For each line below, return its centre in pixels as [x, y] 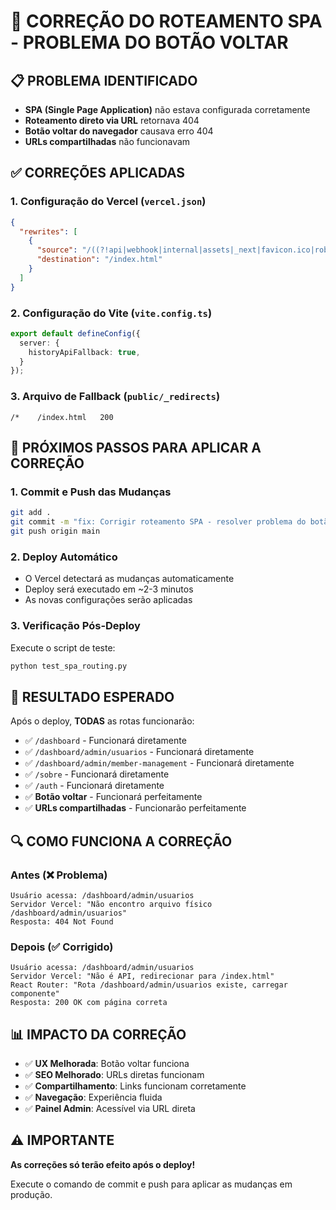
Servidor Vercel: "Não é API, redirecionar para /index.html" [142, 976]
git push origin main [55, 531]
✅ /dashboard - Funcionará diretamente [105, 741]
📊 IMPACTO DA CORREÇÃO [98, 1034]
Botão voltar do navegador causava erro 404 [119, 131]
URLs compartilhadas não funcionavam [107, 141]
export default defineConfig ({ [75, 333]
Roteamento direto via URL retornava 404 [112, 120]
